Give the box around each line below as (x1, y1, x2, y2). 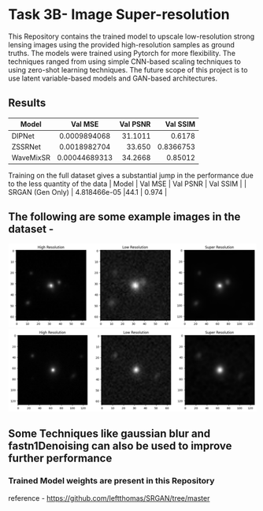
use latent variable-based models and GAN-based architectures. (8, 73, 218, 83)
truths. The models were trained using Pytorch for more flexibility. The (8, 48, 236, 58)
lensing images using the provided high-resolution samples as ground (8, 39, 235, 49)
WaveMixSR (11, 153, 51, 162)
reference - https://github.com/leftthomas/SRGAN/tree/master (8, 493, 210, 502)
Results (8, 96, 46, 110)
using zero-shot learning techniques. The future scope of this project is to (8, 65, 248, 74)
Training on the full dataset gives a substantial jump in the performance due (8, 170, 254, 180)
